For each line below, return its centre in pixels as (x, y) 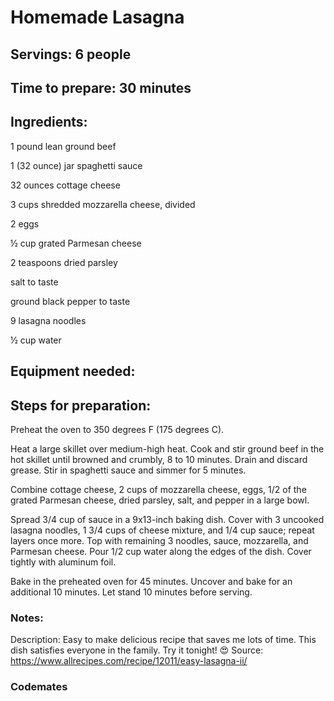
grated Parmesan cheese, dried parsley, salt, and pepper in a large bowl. (160, 500)
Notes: (27, 618)
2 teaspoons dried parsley (64, 262)
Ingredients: (49, 122)
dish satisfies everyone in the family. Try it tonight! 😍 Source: (137, 650)
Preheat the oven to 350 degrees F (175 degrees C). (117, 429)
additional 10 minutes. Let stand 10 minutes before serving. (131, 592)
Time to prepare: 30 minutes (101, 87)
